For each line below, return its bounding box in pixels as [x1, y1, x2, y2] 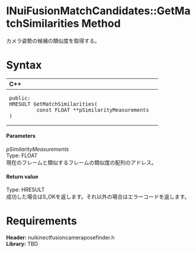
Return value [6, 173, 39, 180]
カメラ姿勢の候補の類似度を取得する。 [6, 37, 100, 44]
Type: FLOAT [6, 152, 38, 159]
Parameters [6, 132, 36, 140]
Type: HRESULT [6, 186, 45, 194]
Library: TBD [6, 241, 39, 248]
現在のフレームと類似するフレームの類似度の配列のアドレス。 [6, 159, 157, 166]
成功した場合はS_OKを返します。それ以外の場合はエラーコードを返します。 [6, 193, 190, 200]
